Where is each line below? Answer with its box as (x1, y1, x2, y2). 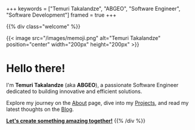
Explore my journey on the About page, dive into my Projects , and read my (6, 99, 189, 106)
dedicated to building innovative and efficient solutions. (6, 88, 143, 95)
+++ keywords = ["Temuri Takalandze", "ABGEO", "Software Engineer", (6, 5, 181, 12)
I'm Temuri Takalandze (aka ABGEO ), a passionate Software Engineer (6, 81, 179, 88)
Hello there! (6, 62, 66, 75)
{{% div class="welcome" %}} (6, 23, 81, 30)
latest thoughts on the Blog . (6, 106, 75, 113)
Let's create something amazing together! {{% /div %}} (6, 117, 146, 124)
